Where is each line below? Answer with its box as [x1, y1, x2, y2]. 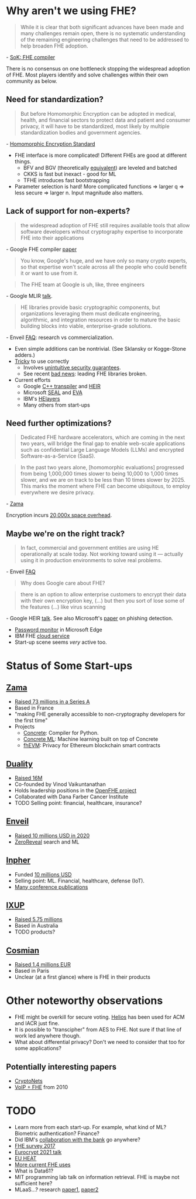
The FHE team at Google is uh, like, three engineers [20, 281, 145, 288]
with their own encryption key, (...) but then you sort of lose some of [20, 597, 185, 604]
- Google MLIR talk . [6, 292, 53, 299]
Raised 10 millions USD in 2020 [14, 832, 90, 839]
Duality [6, 759, 33, 769]
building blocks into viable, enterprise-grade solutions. [20, 322, 152, 330]
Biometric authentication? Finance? [14, 1130, 99, 1137]
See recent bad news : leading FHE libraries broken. [23, 370, 147, 377]
